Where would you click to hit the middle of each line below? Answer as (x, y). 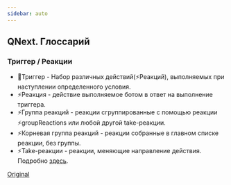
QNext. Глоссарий (49, 42)
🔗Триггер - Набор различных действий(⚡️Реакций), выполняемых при (121, 77)
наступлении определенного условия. (74, 87)
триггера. (32, 105)
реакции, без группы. (49, 143)
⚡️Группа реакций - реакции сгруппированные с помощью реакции (117, 112)
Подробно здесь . (43, 161)
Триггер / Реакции (40, 61)
